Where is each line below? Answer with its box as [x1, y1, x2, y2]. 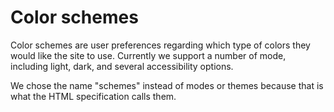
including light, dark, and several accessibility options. [10, 60, 234, 72]
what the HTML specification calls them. [10, 90, 177, 102]
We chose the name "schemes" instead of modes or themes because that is [10, 79, 324, 91]
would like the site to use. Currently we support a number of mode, [10, 49, 287, 61]
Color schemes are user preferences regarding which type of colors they [10, 39, 311, 51]
